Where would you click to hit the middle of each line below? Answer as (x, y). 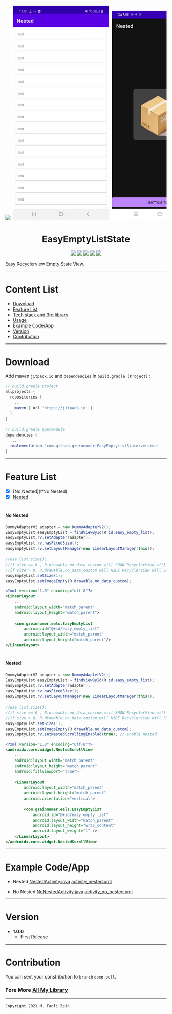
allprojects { (20, 392)
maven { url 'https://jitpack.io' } (54, 408)
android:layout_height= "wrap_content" (74, 826)
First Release (34, 937)
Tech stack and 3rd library (40, 315)
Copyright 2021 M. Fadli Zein (38, 1006)
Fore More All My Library (37, 990)
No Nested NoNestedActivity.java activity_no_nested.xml (73, 891)
